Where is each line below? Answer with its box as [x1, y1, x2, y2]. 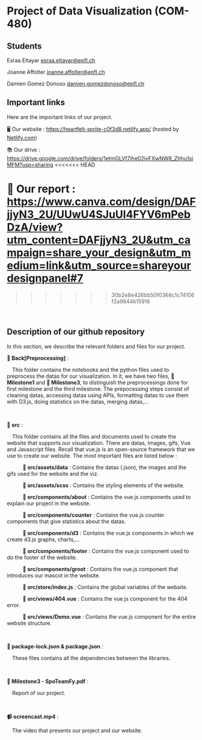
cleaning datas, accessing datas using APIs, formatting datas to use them [7, 392, 189, 399]
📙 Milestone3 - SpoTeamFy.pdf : [7, 678, 89, 685]
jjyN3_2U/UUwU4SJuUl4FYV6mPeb [7, 208, 191, 221]
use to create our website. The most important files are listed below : [7, 452, 177, 459]
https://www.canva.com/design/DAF [7, 195, 196, 208]
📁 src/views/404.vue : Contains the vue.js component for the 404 [22, 595, 188, 602]
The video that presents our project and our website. [12, 727, 143, 734]
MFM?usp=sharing [7, 161, 54, 168]
